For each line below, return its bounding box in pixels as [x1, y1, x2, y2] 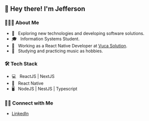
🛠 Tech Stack [4, 60, 38, 67]
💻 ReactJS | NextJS [11, 73, 55, 79]
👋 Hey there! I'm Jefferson [4, 5, 86, 13]
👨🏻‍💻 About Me [4, 19, 39, 26]
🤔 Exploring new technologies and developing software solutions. [11, 30, 145, 36]
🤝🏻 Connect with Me [4, 100, 54, 106]
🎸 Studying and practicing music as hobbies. [11, 48, 104, 54]
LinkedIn [11, 111, 29, 117]
